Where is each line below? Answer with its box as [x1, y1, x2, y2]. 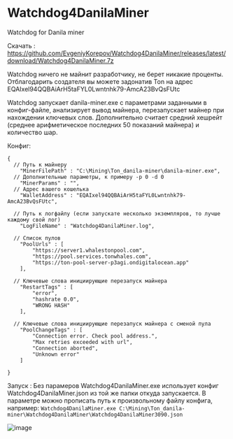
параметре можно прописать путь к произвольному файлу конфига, [7, 396, 213, 405]
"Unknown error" [32, 351, 80, 358]
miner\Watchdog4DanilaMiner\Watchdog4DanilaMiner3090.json [7, 411, 183, 418]
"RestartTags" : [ [20, 283, 73, 291]
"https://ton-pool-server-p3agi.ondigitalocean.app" [32, 259, 190, 266]
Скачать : [7, 41, 36, 50]
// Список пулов [13, 234, 61, 242]
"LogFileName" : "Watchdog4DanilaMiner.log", [20, 222, 155, 229]
